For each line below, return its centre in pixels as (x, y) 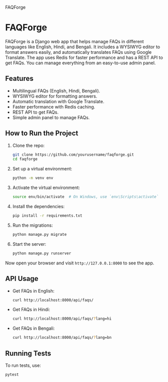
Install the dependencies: (39, 207)
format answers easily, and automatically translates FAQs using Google (78, 52)
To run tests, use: (23, 365)
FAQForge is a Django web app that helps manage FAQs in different (74, 41)
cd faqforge (25, 159)
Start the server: (29, 244)
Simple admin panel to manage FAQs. (51, 117)
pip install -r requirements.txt (47, 216)
